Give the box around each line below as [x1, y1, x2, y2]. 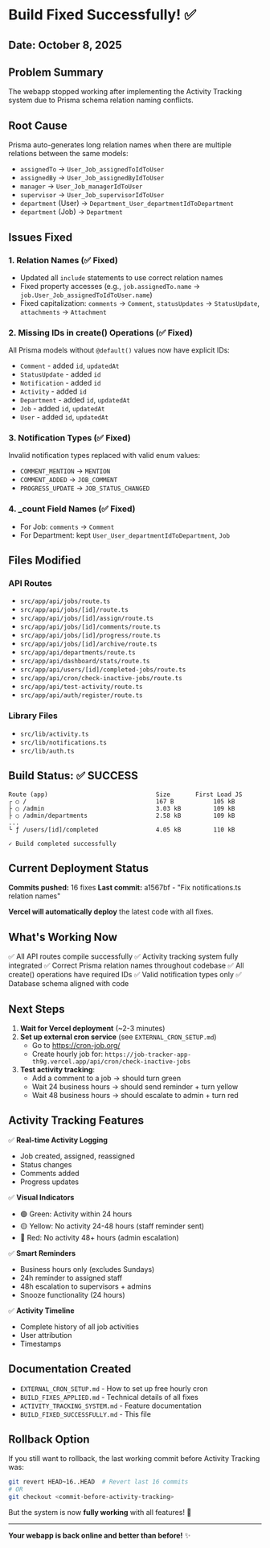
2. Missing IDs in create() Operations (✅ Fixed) [8, 327, 193, 338]
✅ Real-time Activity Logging [8, 1135, 108, 1145]
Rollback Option [8, 1433, 90, 1447]
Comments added [19, 1168, 80, 1178]
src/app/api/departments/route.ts [19, 649, 136, 657]
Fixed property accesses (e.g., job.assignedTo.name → [19, 281, 201, 291]
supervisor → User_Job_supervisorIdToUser [19, 190, 165, 200]
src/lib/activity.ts [19, 730, 89, 738]
